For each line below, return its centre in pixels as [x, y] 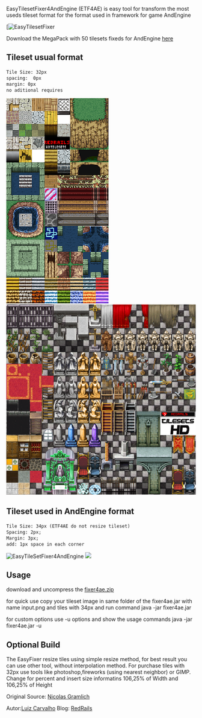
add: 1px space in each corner [45, 544]
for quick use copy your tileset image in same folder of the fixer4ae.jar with [99, 601]
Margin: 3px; [23, 538]
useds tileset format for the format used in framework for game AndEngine [99, 15]
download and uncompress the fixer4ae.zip [60, 589]
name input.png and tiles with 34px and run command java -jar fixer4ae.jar [99, 608]
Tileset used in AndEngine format [70, 511]
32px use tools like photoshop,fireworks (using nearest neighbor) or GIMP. [99, 672]
